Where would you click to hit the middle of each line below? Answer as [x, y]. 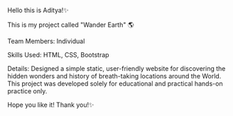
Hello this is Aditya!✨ [38, 10]
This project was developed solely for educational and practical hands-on [115, 83]
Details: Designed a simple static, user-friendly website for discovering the [116, 69]
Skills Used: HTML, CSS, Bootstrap [58, 55]
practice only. [27, 91]
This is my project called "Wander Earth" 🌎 [71, 25]
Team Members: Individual [46, 41]
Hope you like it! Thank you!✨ [51, 105]
